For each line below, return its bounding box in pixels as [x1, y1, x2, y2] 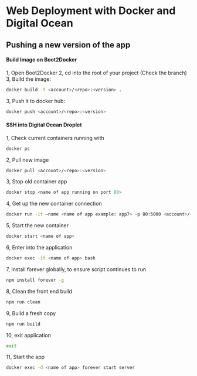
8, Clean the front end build [6, 288, 72, 295]
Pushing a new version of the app [6, 40, 131, 50]
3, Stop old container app [6, 178, 67, 185]
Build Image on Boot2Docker [6, 56, 77, 63]
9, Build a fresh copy [6, 309, 56, 317]
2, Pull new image [6, 156, 49, 163]
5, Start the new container [6, 222, 69, 229]
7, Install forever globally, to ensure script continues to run [6, 265, 147, 273]
